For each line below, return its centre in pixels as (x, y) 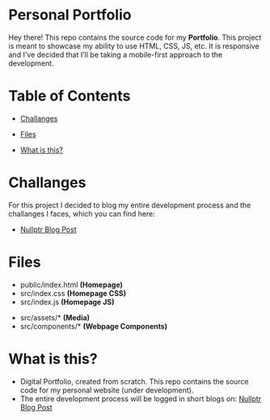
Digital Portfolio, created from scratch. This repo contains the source (134, 381)
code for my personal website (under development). (107, 390)
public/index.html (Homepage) (72, 285)
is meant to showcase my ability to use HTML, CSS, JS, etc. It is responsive (134, 45)
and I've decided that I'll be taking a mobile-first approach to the (116, 54)
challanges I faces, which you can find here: (82, 213)
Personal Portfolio (70, 15)
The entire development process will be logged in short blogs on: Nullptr (140, 398)
